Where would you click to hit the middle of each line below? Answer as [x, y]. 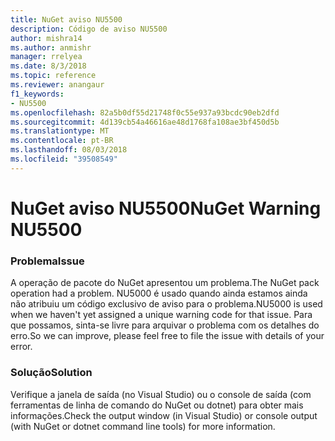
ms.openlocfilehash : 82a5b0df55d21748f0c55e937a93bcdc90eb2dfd [145, 112]
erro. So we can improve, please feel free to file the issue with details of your [167, 336]
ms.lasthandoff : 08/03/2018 [69, 150]
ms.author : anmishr [51, 47]
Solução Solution [51, 373]
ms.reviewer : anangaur [57, 85]
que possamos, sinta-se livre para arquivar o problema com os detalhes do [165, 325]
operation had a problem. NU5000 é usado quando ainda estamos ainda [159, 293]
